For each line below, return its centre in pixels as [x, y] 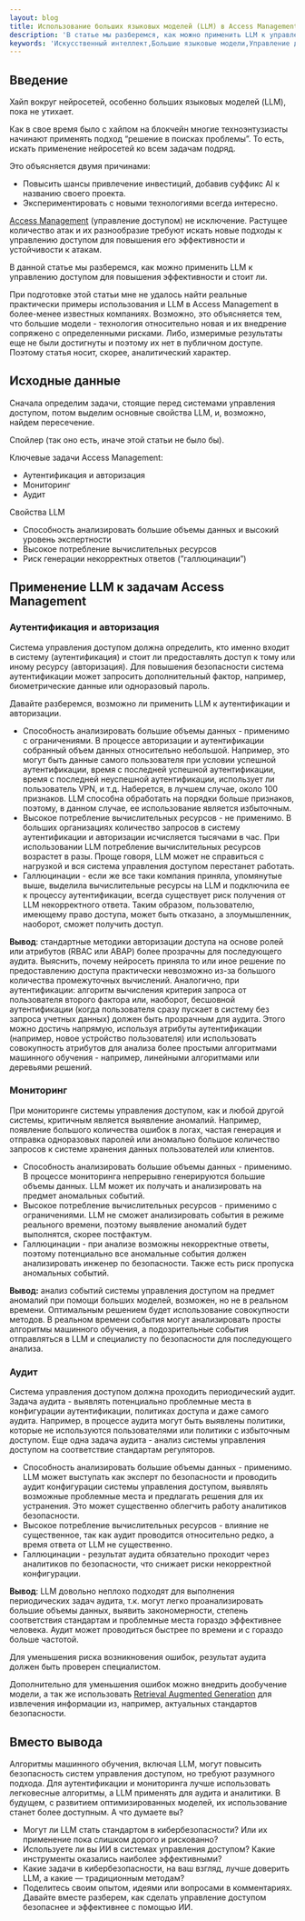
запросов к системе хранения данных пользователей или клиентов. [142, 1149]
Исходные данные [65, 381]
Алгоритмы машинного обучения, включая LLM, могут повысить [136, 1764]
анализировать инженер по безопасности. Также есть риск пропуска [158, 1263]
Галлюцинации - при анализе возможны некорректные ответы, [146, 1244]
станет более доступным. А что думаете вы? [97, 1812]
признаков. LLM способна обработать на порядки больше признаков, [158, 798]
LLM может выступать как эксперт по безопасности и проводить [149, 1477]
